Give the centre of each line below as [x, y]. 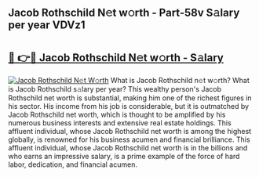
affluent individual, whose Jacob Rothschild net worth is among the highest [130, 131]
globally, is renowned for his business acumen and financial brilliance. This [129, 139]
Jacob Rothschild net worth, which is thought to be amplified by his [117, 114]
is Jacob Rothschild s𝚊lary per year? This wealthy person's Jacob [115, 89]
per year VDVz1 [47, 25]
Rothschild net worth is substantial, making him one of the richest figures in [130, 98]
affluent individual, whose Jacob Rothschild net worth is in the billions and [128, 148]
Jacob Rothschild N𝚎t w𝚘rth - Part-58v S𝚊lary [124, 13]
